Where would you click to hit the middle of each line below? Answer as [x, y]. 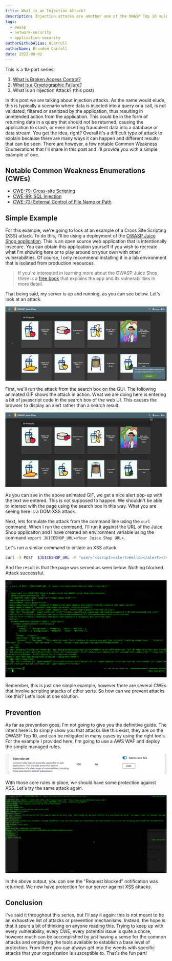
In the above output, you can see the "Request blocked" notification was [82, 881]
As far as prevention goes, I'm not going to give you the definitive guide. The [86, 725]
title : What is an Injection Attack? [46, 11]
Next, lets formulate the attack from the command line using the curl [78, 522]
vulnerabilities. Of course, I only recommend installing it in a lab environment [86, 258]
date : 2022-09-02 [24, 54]
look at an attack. [24, 299]
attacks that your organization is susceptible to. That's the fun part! [76, 953]
